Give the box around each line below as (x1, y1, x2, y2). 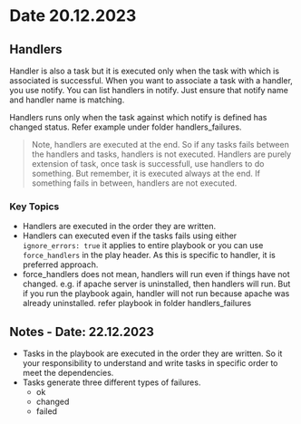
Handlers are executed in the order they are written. (22, 221, 217, 232)
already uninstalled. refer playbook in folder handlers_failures (22, 298, 252, 309)
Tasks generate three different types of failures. (22, 377, 201, 388)
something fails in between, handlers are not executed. (31, 178, 238, 188)
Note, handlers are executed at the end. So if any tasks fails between (31, 140, 290, 149)
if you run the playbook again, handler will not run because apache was (22, 288, 290, 299)
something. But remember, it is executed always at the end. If (31, 169, 261, 178)
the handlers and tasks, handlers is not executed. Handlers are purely (31, 149, 292, 159)
